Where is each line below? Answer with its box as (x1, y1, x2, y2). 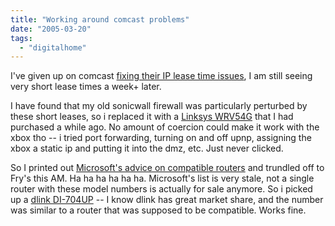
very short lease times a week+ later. (10, 81, 162, 93)
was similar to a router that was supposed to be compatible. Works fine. (10, 204, 307, 216)
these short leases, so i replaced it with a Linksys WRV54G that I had (10, 111, 294, 123)
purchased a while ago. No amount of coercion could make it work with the (10, 121, 320, 133)
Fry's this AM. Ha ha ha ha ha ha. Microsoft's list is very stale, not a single (10, 172, 315, 185)
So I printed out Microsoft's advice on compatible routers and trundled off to (10, 162, 325, 174)
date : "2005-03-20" (10, 24, 92, 34)
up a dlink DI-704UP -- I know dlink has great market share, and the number (10, 194, 324, 206)
